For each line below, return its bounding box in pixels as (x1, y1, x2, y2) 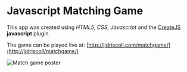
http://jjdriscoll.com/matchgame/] (88, 41, 171, 48)
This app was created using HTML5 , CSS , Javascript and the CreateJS (7, 24, 181, 31)
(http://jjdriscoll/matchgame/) (7, 47, 79, 54)
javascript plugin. (7, 30, 51, 37)
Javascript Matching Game (7, 4, 144, 18)
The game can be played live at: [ (7, 41, 89, 48)
